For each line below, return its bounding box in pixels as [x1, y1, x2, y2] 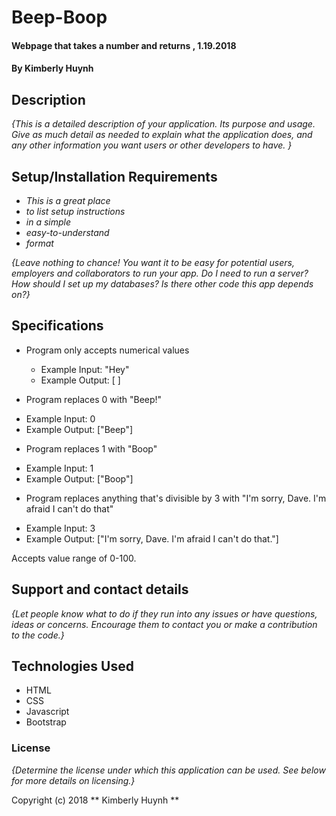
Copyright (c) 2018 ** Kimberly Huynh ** [11, 794, 180, 806]
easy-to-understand [25, 227, 110, 238]
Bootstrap [25, 716, 67, 728]
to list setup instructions [25, 206, 126, 217]
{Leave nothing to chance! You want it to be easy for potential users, [11, 257, 295, 268]
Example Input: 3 [25, 522, 96, 534]
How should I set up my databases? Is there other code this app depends [11, 278, 314, 290]
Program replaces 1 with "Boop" [25, 442, 158, 455]
